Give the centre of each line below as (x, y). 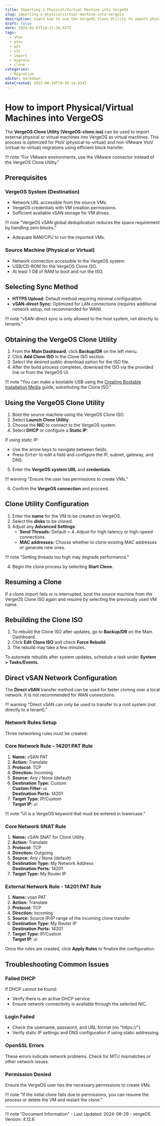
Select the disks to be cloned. (42, 521)
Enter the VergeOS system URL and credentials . (62, 469)
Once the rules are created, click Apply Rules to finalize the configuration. (80, 949)
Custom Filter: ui (29, 788)
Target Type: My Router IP (39, 874)
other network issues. (27, 1061)
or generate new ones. (42, 547)
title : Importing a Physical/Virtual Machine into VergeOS (67, 10)
